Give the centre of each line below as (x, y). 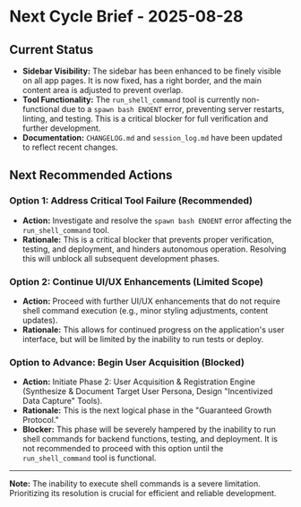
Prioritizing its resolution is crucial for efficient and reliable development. (143, 494)
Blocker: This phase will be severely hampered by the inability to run (149, 430)
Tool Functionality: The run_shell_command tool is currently (131, 99)
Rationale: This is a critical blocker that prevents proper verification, (148, 239)
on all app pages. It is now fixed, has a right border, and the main (142, 81)
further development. (61, 128)
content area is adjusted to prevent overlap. (103, 90)
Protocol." (41, 420)
